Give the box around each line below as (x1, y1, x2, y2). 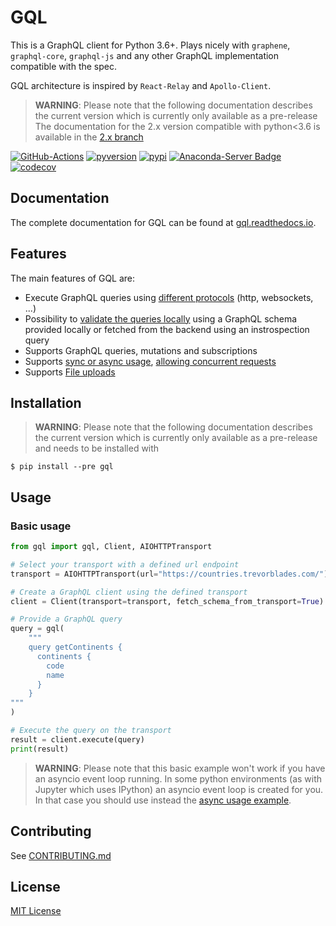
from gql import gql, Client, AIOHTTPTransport (10, 542, 213, 552)
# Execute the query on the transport (10, 726, 172, 736)
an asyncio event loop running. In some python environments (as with (34, 772, 323, 785)
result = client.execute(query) (10, 734, 145, 745)
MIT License (10, 905, 62, 917)
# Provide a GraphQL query (10, 614, 123, 625)
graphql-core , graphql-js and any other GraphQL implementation (10, 49, 280, 61)
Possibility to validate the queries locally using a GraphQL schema (24, 312, 298, 325)
